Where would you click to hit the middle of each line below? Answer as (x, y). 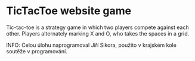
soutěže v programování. (37, 51)
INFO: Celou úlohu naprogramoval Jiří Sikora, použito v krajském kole (92, 45)
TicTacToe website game (69, 11)
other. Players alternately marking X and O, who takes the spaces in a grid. (98, 33)
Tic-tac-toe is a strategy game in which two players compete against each (97, 27)
